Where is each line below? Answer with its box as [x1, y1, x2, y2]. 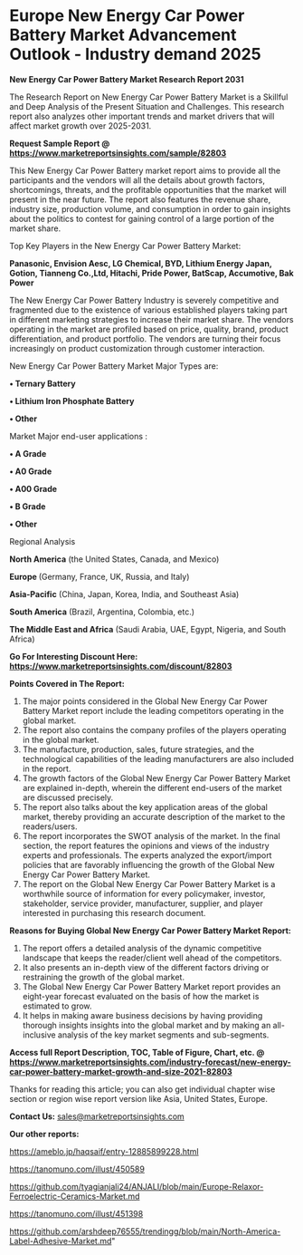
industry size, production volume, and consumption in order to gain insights [9, 203, 291, 214]
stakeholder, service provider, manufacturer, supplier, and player [22, 898, 264, 909]
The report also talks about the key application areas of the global [22, 801, 269, 812]
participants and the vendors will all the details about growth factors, [9, 174, 265, 186]
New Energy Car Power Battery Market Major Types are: [9, 360, 219, 372]
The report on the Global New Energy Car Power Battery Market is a [22, 878, 276, 889]
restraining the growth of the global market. [22, 971, 185, 982]
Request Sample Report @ [9, 138, 110, 149]
